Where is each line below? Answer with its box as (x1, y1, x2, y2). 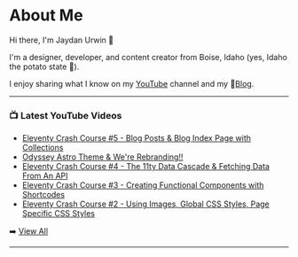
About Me (9, 5, 83, 26)
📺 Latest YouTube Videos (9, 109, 122, 121)
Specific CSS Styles (21, 208, 96, 219)
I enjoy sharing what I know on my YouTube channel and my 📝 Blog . (9, 78, 255, 89)
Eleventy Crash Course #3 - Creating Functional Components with (21, 180, 264, 191)
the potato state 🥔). (9, 61, 80, 72)
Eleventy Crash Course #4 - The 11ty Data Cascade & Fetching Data (21, 161, 271, 172)
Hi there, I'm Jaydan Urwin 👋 (9, 35, 114, 45)
